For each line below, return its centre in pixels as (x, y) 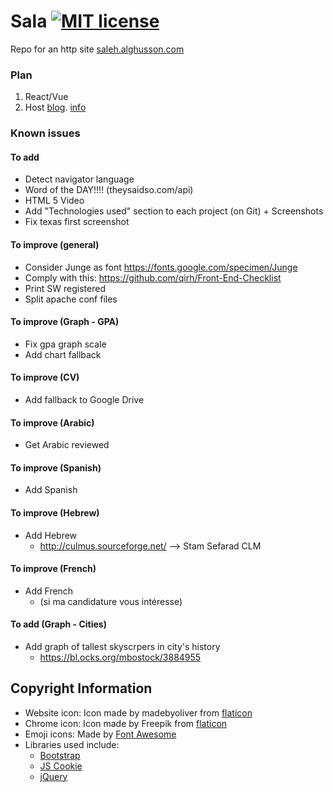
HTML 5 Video (54, 201)
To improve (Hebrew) (55, 512)
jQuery (53, 776)
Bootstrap (60, 755)
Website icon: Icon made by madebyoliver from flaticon (138, 712)
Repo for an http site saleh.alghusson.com (97, 49)
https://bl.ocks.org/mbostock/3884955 (120, 657)
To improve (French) (53, 569)
